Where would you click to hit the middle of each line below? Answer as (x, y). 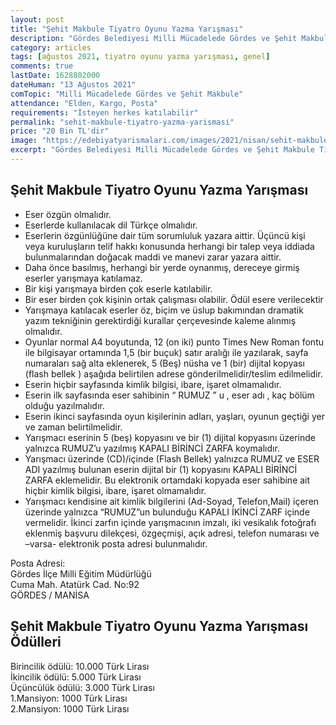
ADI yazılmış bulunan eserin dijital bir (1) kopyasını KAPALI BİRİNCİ (161, 469)
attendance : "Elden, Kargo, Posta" (84, 103)
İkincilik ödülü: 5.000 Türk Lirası (76, 677)
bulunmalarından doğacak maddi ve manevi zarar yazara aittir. (153, 257)
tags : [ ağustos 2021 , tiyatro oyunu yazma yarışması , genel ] (140, 57)
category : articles (51, 47)
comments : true (42, 66)
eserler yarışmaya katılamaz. (83, 278)
